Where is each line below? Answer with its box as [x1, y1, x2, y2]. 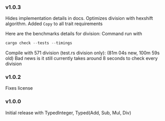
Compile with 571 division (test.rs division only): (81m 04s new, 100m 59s [5, 50, 160, 56]
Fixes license [5, 85, 33, 91]
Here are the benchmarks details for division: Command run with [5, 31, 142, 37]
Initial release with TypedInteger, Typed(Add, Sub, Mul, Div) [5, 109, 132, 116]
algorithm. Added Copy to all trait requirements [5, 21, 103, 27]
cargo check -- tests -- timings [5, 41, 72, 46]
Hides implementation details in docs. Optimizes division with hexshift [5, 15, 153, 22]
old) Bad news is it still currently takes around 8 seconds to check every [5, 55, 158, 62]
